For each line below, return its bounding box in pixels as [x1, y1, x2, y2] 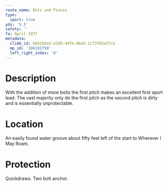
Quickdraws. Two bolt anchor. [5, 175, 68, 182]
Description [5, 72, 56, 84]
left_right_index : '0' [10, 50, 58, 55]
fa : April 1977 [5, 31, 38, 36]
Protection [5, 158, 51, 170]
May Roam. [5, 140, 29, 147]
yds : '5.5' [5, 22, 29, 27]
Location [5, 118, 43, 130]
